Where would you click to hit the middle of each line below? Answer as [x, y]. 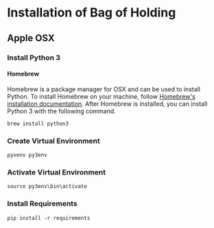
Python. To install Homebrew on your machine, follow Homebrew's [101, 96]
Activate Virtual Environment [57, 172]
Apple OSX [31, 38]
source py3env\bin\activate [47, 187]
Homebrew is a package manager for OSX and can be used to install [104, 89]
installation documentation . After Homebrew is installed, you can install [107, 104]
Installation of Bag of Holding [92, 13]
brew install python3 [38, 124]
